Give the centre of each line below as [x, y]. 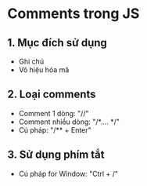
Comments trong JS [73, 14]
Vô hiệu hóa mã [44, 70]
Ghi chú [31, 61]
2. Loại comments [52, 95]
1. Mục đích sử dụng [57, 43]
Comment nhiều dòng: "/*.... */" [69, 122]
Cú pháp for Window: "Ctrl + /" [68, 173]
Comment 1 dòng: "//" [54, 113]
